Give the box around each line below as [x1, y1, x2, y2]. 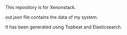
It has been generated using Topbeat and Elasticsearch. [5, 24, 122, 30]
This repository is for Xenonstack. [5, 5, 76, 10]
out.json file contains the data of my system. [5, 14, 98, 20]
